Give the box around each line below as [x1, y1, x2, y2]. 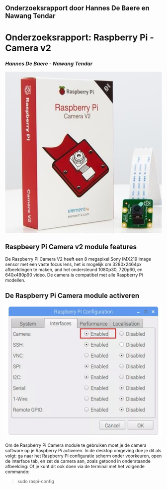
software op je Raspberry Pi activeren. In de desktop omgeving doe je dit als [5, 447, 162, 453]
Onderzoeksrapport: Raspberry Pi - [5, 32, 154, 43]
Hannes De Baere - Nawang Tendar [5, 60, 93, 67]
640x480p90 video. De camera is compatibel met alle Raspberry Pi [5, 272, 143, 278]
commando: [5, 469, 30, 475]
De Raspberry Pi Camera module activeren [5, 292, 140, 300]
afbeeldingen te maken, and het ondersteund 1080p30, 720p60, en [5, 266, 143, 273]
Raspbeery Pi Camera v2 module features [5, 243, 137, 251]
